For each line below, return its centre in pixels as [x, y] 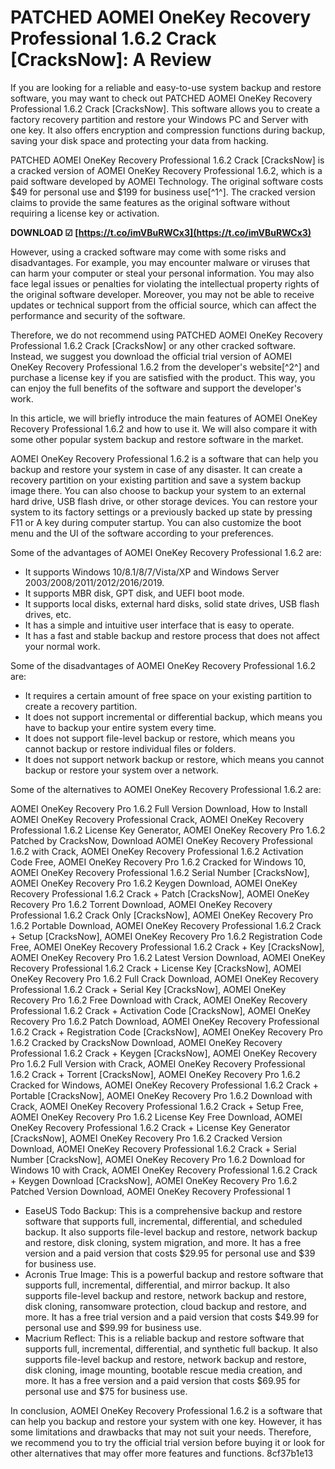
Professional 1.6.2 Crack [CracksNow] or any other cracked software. [153, 345]
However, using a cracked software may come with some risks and [148, 252]
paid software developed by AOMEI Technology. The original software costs [167, 181]
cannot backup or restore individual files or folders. [130, 748]
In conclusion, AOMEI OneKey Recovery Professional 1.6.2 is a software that [166, 1410]
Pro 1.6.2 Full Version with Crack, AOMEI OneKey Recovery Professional [158, 1063]
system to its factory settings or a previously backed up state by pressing [161, 512]
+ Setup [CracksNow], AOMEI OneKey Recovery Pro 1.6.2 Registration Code [166, 936]
